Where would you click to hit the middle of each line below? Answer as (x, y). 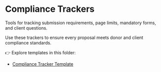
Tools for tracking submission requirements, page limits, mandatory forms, (81, 23)
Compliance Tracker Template (43, 64)
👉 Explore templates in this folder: (40, 52)
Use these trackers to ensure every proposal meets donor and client (74, 37)
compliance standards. (28, 42)
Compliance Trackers (50, 9)
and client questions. (26, 28)
